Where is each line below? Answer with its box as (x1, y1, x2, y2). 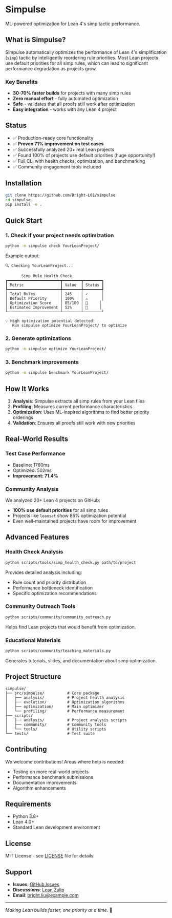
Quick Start (5, 216, 42, 225)
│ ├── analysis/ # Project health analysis (5, 695, 125, 700)
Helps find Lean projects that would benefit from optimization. (5, 624, 136, 630)
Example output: (5, 253, 40, 259)
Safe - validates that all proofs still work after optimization (12, 101, 135, 107)
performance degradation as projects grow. (5, 65, 97, 71)
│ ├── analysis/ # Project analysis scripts (5, 717, 127, 722)
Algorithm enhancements (12, 785, 67, 791)
